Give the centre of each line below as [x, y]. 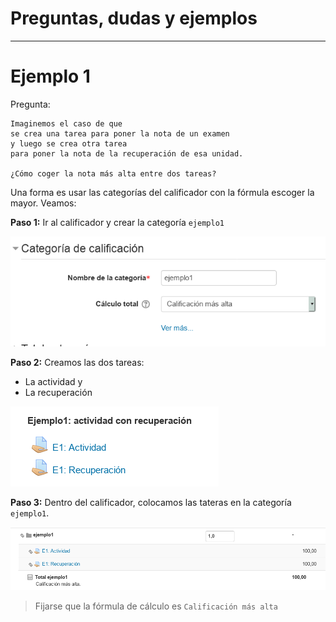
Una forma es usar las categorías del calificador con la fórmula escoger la [162, 192]
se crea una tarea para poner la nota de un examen [120, 133]
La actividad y [53, 382]
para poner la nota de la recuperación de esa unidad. [127, 153]
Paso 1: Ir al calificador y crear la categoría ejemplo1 [117, 222]
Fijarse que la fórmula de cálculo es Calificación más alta [156, 606]
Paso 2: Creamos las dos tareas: [77, 363]
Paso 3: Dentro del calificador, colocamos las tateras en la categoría [151, 503]
